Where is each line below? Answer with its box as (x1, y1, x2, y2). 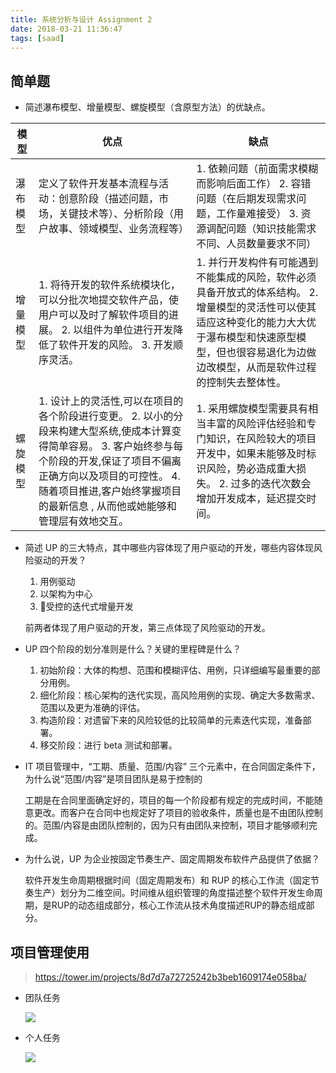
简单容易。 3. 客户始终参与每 (48, 439, 184, 453)
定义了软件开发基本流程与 (38, 177, 159, 191)
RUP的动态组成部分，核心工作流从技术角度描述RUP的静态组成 (51, 899, 307, 911)
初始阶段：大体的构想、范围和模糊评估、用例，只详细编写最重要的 (39, 664, 312, 676)
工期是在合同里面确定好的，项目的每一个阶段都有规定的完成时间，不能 (24, 794, 315, 806)
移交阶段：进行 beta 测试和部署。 (39, 739, 178, 751)
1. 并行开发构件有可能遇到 (196, 256, 319, 270)
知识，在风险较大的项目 (206, 432, 317, 446)
